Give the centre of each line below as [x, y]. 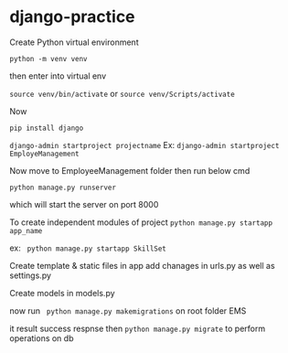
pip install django [47, 128]
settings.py [31, 275]
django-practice [72, 17]
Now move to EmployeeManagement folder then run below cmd [130, 170]
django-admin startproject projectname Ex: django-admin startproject [144, 144]
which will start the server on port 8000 [84, 204]
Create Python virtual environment [74, 42]
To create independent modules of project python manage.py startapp [141, 222]
